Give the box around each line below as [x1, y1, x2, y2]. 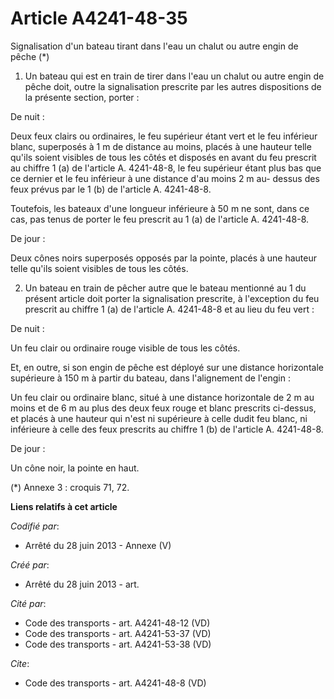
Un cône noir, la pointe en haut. [10, 462, 140, 474]
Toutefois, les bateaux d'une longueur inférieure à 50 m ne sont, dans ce [10, 202, 310, 214]
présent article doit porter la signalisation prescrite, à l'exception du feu [24, 292, 320, 304]
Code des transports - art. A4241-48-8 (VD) [24, 677, 207, 689]
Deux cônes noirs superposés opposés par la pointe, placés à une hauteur [10, 252, 317, 264]
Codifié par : [10, 520, 60, 532]
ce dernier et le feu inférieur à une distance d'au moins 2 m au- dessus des [10, 172, 320, 184]
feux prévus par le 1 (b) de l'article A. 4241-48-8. [10, 183, 212, 195]
